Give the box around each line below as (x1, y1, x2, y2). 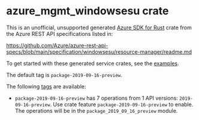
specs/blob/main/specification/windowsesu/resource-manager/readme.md (6, 48, 192, 55)
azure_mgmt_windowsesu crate (6, 4, 169, 18)
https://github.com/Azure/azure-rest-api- (6, 42, 108, 49)
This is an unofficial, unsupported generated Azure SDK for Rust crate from (6, 24, 192, 31)
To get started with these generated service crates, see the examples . (6, 60, 179, 67)
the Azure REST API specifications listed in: (6, 30, 113, 37)
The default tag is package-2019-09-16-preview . (6, 71, 123, 78)
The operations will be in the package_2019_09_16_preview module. (14, 107, 178, 114)
